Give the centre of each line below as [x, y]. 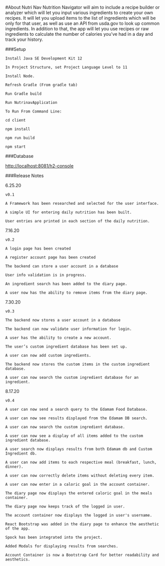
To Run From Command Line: [34, 111]
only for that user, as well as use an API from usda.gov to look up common [82, 23]
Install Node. [20, 76]
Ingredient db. [21, 454]
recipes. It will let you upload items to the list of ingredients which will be [80, 18]
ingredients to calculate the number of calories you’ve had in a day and [79, 34]
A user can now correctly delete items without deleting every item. [80, 476]
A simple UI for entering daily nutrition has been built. [69, 212]
